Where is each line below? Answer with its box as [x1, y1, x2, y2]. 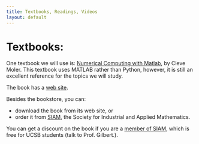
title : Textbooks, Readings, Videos [6, 8, 98, 15]
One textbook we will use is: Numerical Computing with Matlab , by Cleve [6, 60, 186, 67]
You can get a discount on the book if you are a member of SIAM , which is [6, 125, 190, 132]
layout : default [6, 14, 47, 20]
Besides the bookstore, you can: [6, 96, 86, 103]
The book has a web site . [6, 84, 68, 91]
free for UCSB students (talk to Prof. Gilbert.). [6, 131, 118, 139]
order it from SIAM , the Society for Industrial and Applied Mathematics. [14, 114, 191, 121]
